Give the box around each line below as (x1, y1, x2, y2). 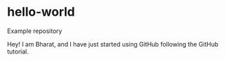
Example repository (7, 27, 63, 35)
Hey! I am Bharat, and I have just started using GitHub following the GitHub (7, 40, 219, 48)
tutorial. (7, 47, 29, 56)
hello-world (7, 4, 76, 20)
